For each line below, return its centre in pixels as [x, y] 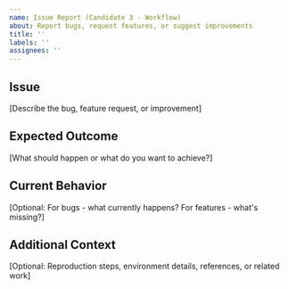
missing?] [27, 217]
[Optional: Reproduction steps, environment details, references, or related [144, 266]
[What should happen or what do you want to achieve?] [111, 158]
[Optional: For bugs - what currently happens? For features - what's [134, 207]
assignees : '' [36, 51]
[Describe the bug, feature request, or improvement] [106, 108]
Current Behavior [58, 186]
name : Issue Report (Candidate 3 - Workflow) [95, 17]
